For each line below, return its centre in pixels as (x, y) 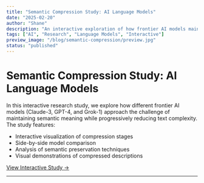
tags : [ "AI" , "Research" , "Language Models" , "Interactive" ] (85, 35)
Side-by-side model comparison (55, 142)
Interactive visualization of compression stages (74, 136)
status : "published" (32, 46)
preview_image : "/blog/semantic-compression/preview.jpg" (81, 40)
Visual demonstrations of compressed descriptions (79, 156)
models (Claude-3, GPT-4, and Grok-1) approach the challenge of (88, 111)
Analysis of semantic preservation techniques (72, 149)
